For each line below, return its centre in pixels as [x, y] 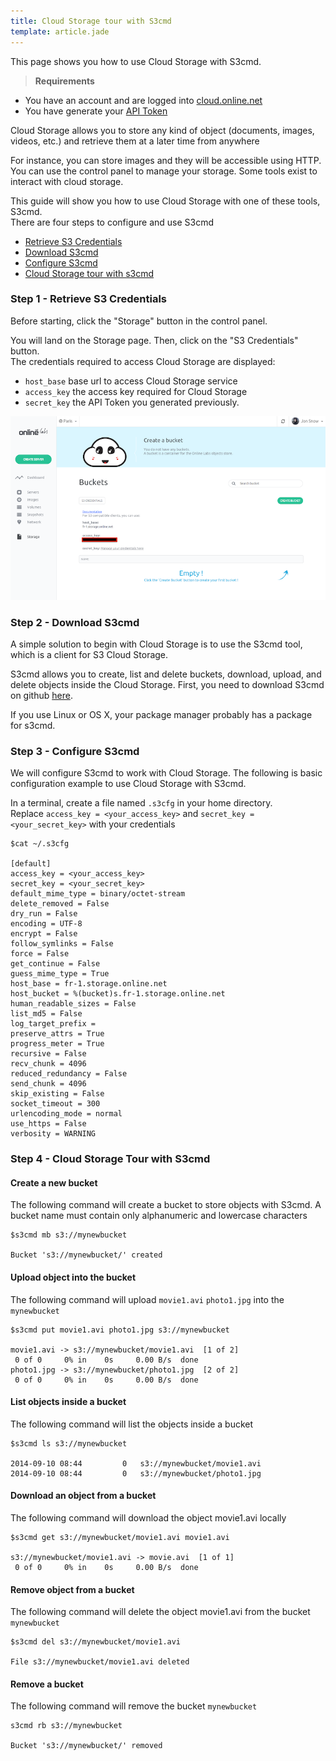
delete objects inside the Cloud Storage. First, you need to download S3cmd [167, 684]
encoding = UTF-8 [46, 924]
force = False [40, 954]
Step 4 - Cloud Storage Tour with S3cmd [110, 1159]
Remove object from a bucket [72, 1589]
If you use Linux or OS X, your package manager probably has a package [161, 714]
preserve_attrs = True [57, 1034]
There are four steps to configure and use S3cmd [112, 222]
